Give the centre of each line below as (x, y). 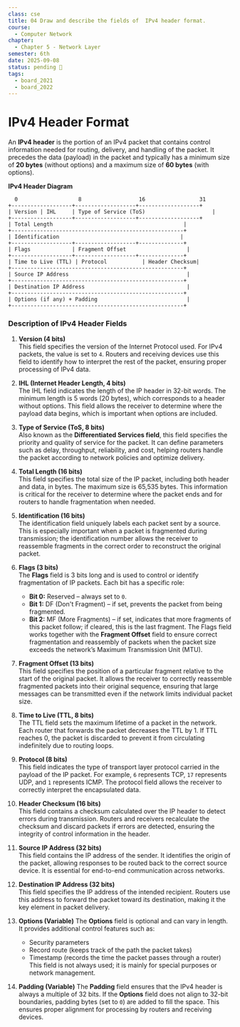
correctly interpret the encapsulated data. (79, 790)
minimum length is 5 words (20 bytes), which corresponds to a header (121, 399)
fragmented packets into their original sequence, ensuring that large (119, 686)
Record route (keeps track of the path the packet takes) (110, 950)
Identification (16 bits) (52, 516)
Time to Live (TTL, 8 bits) (56, 716)
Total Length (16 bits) (50, 471)
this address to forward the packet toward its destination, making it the (122, 900)
